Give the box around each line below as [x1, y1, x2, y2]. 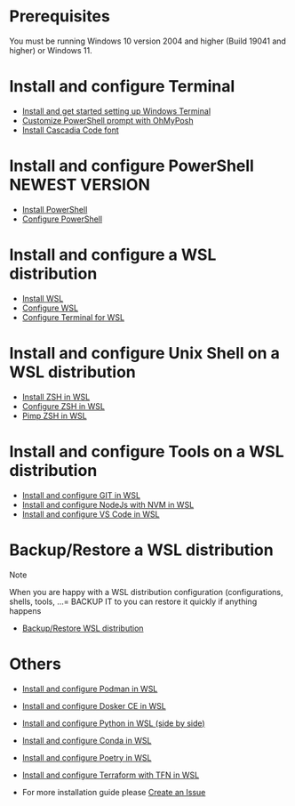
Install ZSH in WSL [21, 391, 91, 402]
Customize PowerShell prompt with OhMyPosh [21, 115, 194, 125]
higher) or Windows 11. [9, 44, 92, 55]
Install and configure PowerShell [9, 156, 255, 176]
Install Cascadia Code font [21, 125, 119, 135]
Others [9, 654, 62, 673]
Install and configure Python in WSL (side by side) [21, 718, 206, 729]
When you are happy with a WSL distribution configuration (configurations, [9, 586, 283, 597]
